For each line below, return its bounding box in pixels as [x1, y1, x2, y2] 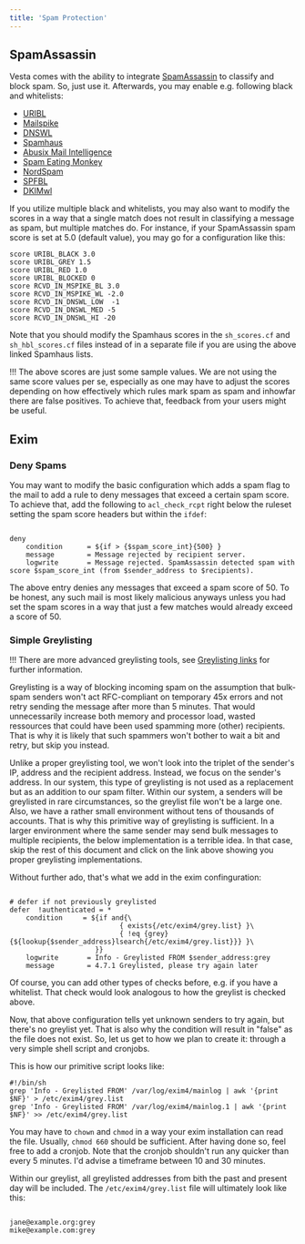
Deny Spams [9, 459, 66, 472]
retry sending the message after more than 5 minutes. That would [9, 701, 256, 712]
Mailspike [22, 117, 59, 128]
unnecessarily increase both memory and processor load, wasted [9, 711, 256, 722]
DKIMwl [22, 186, 53, 197]
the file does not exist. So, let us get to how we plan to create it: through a [9, 1034, 287, 1045]
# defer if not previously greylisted [9, 898, 157, 907]
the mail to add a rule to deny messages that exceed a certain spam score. [9, 489, 290, 501]
